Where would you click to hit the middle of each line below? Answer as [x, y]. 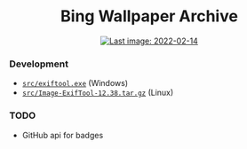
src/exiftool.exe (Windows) [75, 83]
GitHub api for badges [63, 135]
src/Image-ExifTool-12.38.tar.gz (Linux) [98, 93]
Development [39, 64]
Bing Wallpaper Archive [149, 16]
